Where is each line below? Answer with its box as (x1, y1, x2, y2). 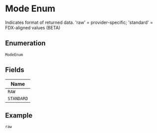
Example (5, 111, 33, 120)
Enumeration (5, 39, 46, 48)
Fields (5, 66, 25, 74)
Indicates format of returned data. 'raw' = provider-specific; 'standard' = (5, 19, 154, 25)
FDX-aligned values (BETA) (5, 24, 60, 30)
